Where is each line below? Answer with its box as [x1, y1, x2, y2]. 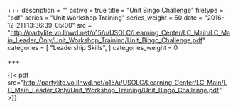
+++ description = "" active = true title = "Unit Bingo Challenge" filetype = [7, 6, 224, 14]
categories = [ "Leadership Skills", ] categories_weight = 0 [7, 44, 178, 52]
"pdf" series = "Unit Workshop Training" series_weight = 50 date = [7, 13, 203, 22]
